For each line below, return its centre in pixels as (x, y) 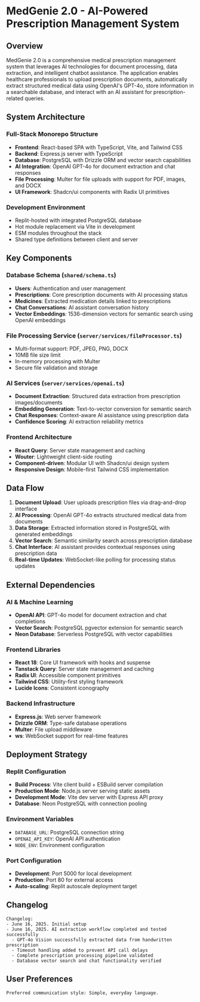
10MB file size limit (38, 355)
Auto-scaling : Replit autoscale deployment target (76, 886)
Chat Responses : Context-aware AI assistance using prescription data (102, 415)
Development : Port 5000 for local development (73, 873)
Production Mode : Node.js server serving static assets (82, 791)
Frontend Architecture (39, 437)
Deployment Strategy (47, 754)
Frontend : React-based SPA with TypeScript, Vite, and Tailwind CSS (99, 147)
